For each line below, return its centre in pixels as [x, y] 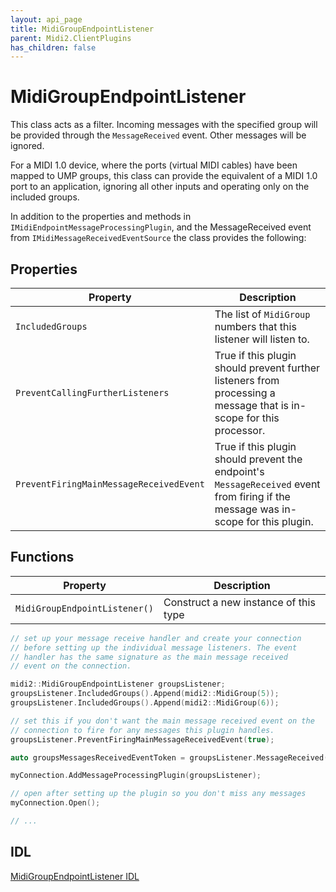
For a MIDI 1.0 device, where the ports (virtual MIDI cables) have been [154, 165]
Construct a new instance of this [239, 602]
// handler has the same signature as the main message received [149, 657]
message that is [252, 405]
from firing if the [252, 496]
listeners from [247, 380]
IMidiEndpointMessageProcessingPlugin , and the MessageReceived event [161, 227]
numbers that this [255, 326]
